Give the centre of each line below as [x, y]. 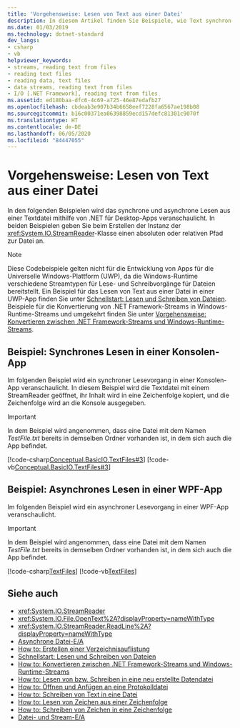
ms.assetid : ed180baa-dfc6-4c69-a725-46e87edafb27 [84, 101]
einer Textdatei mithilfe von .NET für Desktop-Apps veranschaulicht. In [111, 218]
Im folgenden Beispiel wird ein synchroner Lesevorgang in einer [101, 380]
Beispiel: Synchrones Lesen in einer [89, 352]
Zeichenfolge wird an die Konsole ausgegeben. [77, 403]
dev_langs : [24, 41]
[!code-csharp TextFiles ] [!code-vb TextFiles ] [72, 571]
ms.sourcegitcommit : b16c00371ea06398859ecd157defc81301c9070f [104, 114]
